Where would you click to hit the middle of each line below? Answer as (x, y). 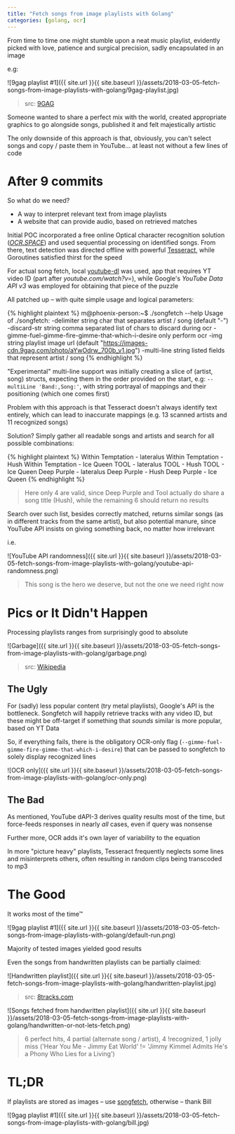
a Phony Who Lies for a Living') (70, 1053)
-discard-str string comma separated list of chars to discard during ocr (110, 328)
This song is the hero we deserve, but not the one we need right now (124, 585)
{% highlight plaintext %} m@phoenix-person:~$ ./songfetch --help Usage (115, 313)
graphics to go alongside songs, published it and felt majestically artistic (112, 124)
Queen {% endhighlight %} (46, 479)
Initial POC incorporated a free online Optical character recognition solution (116, 235)
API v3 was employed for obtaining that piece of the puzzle (93, 286)
